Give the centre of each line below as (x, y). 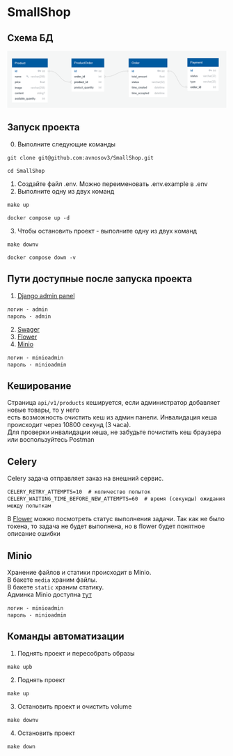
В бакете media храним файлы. (52, 580)
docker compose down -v (42, 257)
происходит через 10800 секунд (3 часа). (69, 425)
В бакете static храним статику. (56, 587)
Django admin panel (46, 295)
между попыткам (29, 506)
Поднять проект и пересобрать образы (76, 653)
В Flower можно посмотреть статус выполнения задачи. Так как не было (116, 519)
